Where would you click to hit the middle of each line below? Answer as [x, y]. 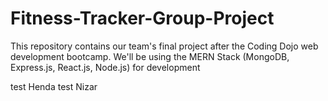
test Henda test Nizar [54, 86]
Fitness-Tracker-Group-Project [142, 18]
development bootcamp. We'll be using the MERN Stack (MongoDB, [150, 56]
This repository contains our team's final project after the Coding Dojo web [164, 46]
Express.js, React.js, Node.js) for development [105, 67]
